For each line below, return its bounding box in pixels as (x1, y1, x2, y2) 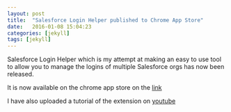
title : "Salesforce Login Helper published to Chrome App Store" (7, 17, 204, 24)
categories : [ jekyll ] (7, 29, 70, 37)
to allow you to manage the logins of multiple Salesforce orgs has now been (7, 63, 225, 71)
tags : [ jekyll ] (7, 36, 51, 43)
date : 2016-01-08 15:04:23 (7, 23, 92, 30)
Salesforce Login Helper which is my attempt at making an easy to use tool (7, 55, 221, 63)
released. (7, 70, 34, 79)
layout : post (7, 10, 45, 17)
